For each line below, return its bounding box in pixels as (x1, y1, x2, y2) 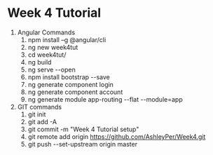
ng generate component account (27, 88, 123, 96)
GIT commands (17, 102, 62, 111)
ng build (27, 58, 52, 66)
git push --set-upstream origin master (27, 140, 138, 148)
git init (27, 110, 46, 119)
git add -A (27, 117, 57, 126)
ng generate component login (27, 80, 114, 88)
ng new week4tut (27, 43, 78, 51)
